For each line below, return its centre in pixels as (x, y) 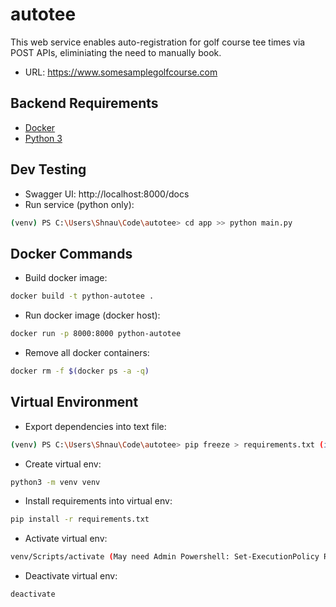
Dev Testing (48, 169)
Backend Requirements (84, 103)
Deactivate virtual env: (71, 576)
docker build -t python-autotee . (82, 296)
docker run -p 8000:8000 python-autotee (96, 334)
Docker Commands (71, 253)
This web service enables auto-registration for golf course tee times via (158, 42)
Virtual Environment (74, 402)
